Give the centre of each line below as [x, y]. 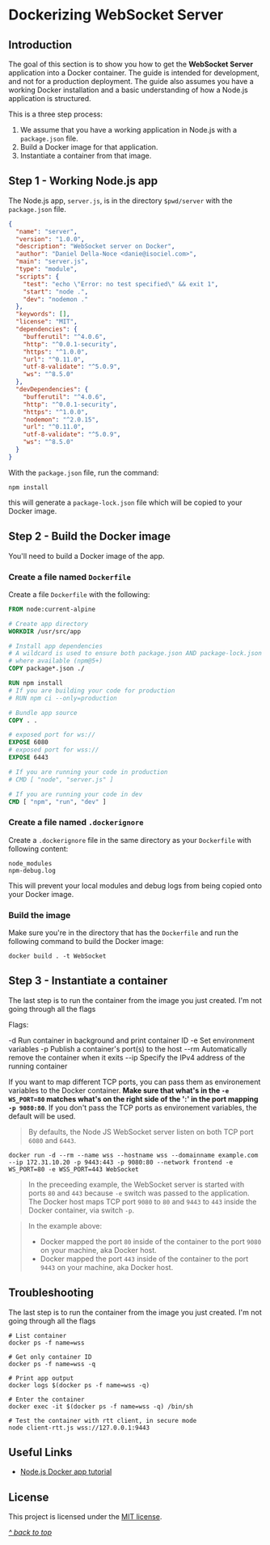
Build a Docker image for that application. [89, 147]
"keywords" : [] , [43, 314]
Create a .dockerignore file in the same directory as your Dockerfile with [130, 840]
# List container [38, 1335]
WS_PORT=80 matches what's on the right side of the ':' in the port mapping [133, 1098]
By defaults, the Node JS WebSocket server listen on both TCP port [141, 1132]
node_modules [30, 863]
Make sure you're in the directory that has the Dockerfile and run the [123, 933]
